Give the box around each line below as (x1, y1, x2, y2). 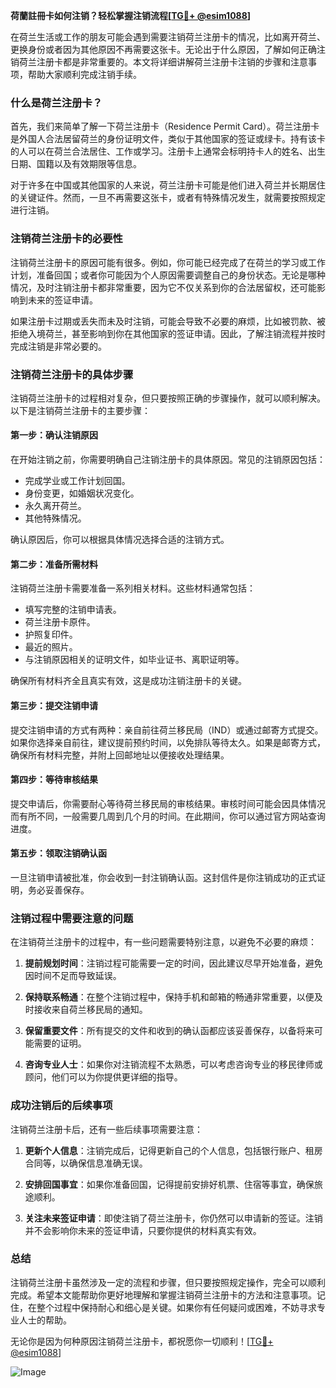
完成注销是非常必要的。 (10, 340, 107, 352)
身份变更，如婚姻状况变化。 (24, 487, 140, 499)
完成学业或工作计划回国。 (24, 475, 131, 487)
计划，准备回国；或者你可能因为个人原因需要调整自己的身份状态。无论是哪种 (10, 269, 326, 281)
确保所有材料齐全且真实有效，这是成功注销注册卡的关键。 (10, 675, 247, 687)
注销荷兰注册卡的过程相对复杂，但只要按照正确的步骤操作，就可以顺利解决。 (10, 392, 326, 404)
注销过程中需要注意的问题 (10, 911, 134, 925)
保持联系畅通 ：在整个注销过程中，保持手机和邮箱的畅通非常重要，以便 (24, 991, 315, 1003)
